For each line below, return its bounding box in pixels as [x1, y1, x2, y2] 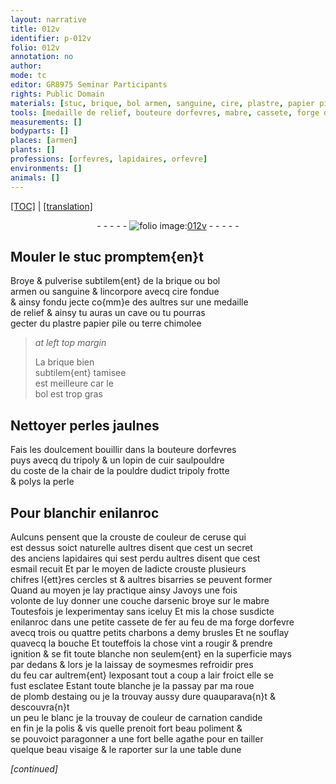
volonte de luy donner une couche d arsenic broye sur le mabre [10, 594, 270, 606]
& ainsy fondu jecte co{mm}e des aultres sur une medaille [10, 296, 249, 308]
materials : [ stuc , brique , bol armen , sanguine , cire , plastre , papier [10, 98, 315, 108]
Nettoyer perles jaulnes [10, 417, 160, 434]
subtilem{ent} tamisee [34, 367, 127, 379]
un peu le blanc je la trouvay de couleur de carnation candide [10, 711, 263, 723]
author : [10, 61, 43, 71]
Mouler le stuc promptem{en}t [10, 248, 204, 265]
